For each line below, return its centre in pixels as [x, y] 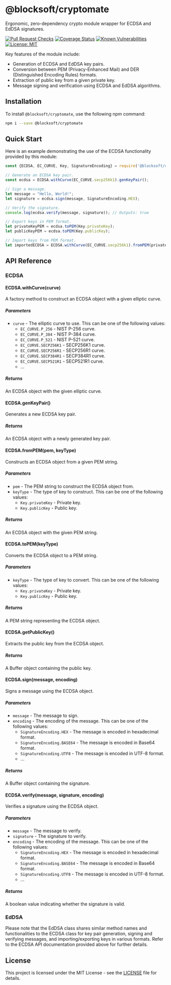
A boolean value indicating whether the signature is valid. [65, 904]
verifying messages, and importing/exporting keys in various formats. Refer [84, 939]
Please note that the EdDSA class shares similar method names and [76, 928]
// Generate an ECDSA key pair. [39, 175]
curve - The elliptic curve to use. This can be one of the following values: [89, 323]
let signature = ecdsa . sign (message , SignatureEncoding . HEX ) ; [73, 199]
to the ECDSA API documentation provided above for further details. [77, 945]
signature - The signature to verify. [50, 836]
